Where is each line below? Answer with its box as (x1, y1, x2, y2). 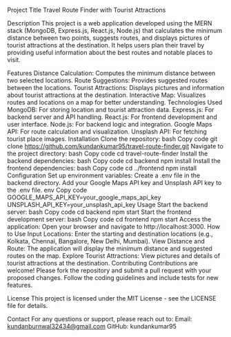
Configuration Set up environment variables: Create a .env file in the (7, 171, 201, 180)
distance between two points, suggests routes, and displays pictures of (7, 34, 210, 42)
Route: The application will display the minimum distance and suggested (7, 244, 212, 252)
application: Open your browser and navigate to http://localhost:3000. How (7, 223, 221, 230)
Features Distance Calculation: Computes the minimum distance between (7, 69, 216, 77)
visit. (7, 56, 21, 64)
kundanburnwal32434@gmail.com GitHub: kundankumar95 (7, 323, 177, 330)
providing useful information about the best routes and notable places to (7, 48, 213, 56)
